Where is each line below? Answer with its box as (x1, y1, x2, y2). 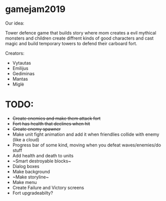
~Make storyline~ (12, 174, 49, 180)
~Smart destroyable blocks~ (12, 158, 71, 164)
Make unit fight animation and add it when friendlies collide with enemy (12, 131, 159, 137)
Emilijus (12, 65, 28, 71)
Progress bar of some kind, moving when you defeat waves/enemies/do (12, 142, 161, 148)
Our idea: (5, 20, 24, 26)
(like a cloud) (12, 136, 39, 142)
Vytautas (12, 60, 31, 66)
